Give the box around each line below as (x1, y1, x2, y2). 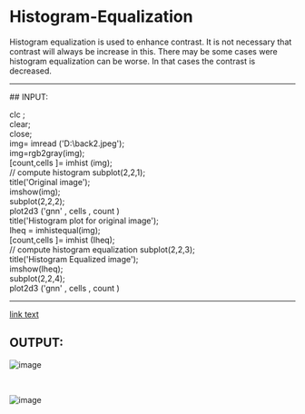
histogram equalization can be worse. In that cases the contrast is (9, 55, 256, 66)
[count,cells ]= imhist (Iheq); (9, 234, 115, 245)
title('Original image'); (9, 176, 91, 187)
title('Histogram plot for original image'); (9, 215, 159, 226)
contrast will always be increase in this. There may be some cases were (9, 45, 279, 56)
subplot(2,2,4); (9, 272, 65, 283)
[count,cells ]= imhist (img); (9, 157, 113, 168)
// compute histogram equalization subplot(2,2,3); (9, 243, 195, 255)
